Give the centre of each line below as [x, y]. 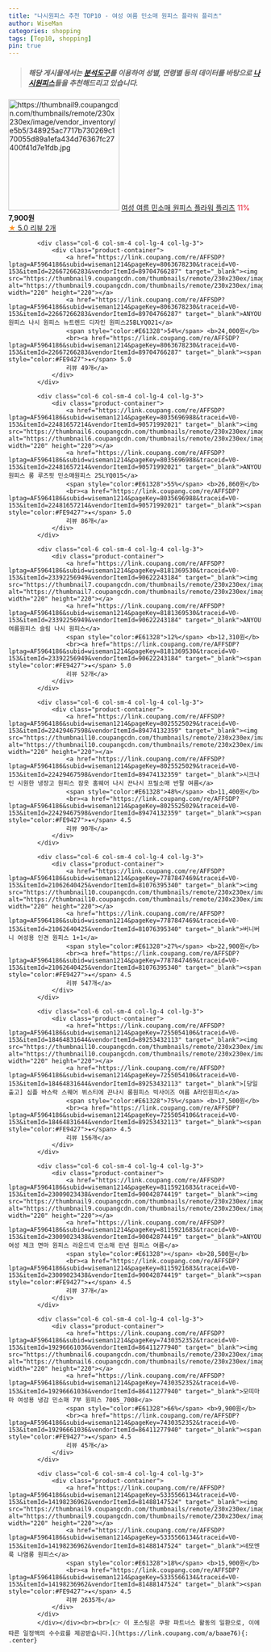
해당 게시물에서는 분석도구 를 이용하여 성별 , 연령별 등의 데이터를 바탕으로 [140, 73]
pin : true [25, 46]
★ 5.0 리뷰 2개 [32, 228]
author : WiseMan [35, 23]
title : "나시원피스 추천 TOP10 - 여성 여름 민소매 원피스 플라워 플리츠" [115, 16]
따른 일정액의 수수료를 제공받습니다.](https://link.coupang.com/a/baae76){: [128, 1633]
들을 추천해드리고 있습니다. [96, 82]
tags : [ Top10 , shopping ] [50, 38]
